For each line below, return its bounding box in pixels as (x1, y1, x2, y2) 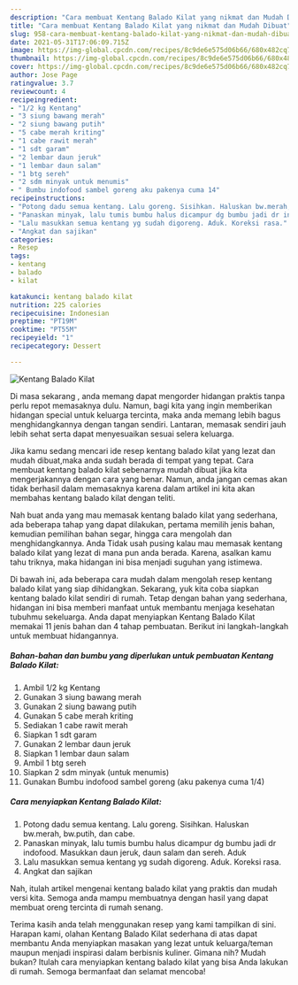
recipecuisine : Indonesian (10, 309, 110, 318)
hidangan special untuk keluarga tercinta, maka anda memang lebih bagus (10, 409, 281, 420)
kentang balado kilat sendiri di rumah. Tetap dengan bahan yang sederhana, (10, 592, 288, 603)
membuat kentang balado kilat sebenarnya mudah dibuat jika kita (10, 464, 248, 474)
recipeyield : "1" (10, 334, 74, 342)
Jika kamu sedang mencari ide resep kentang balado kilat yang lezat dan (10, 445, 276, 456)
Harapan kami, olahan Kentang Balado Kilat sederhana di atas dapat (10, 928, 258, 939)
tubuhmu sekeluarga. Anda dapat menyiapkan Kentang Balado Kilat (10, 612, 256, 622)
